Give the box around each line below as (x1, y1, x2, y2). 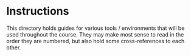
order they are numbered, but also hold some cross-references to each (6, 37, 185, 44)
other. (6, 44, 21, 51)
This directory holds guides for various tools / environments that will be (6, 24, 185, 32)
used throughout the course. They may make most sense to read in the (6, 30, 184, 38)
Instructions (6, 4, 69, 18)
